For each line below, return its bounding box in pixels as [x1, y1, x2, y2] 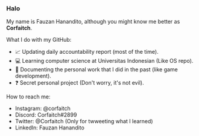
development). [14, 73, 51, 80]
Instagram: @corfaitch [14, 105, 71, 112]
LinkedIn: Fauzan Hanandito [14, 124, 84, 131]
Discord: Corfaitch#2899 [14, 111, 77, 118]
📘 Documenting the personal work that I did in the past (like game [14, 66, 178, 73]
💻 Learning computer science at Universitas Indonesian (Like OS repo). [14, 57, 194, 65]
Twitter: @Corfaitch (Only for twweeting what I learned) [14, 118, 153, 125]
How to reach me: [6, 93, 51, 100]
